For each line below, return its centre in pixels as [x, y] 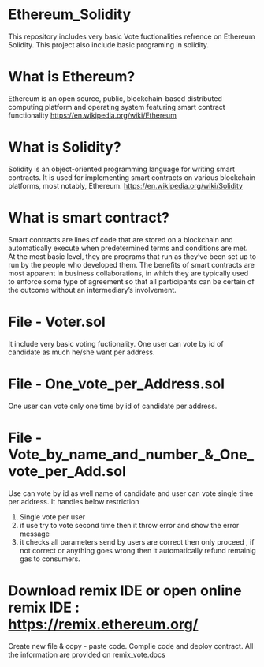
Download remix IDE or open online [125, 590]
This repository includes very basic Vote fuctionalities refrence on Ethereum [132, 36]
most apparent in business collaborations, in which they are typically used [128, 273]
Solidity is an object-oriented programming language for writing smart [121, 169]
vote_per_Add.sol [67, 471]
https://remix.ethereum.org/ [103, 624]
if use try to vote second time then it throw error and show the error [129, 525]
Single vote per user [52, 517]
